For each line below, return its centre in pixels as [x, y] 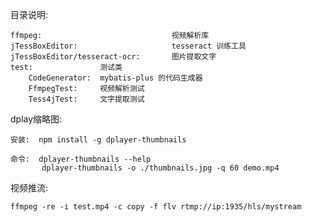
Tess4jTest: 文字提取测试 [86, 99]
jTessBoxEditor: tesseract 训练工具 [128, 46]
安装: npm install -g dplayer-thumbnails [98, 140]
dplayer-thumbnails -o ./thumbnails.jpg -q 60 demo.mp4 [160, 168]
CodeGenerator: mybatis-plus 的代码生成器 [115, 78]
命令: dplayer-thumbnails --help [81, 159]
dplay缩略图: [36, 119]
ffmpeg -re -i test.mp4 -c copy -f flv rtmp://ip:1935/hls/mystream [156, 207]
